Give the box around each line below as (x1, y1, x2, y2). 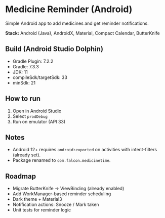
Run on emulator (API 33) (12, 118, 66, 124)
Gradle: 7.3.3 (12, 63, 39, 69)
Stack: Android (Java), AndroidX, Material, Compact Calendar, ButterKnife (5, 30, 160, 36)
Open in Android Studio (12, 108, 62, 114)
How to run (5, 95, 41, 103)
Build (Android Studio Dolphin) (5, 45, 104, 54)
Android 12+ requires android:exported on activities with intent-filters (12, 147, 157, 153)
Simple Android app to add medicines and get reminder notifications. (5, 20, 149, 26)
